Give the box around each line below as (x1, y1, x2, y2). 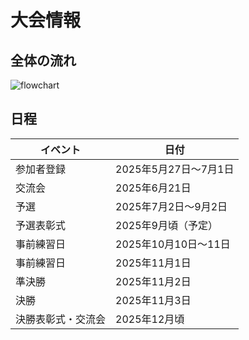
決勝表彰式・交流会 (15, 312, 107, 326)
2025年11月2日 (115, 274, 192, 288)
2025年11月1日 (115, 256, 192, 270)
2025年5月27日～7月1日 (115, 162, 235, 176)
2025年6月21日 (115, 181, 192, 195)
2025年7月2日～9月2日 (115, 199, 228, 213)
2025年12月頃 (115, 312, 185, 326)
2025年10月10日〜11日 (115, 237, 231, 251)
